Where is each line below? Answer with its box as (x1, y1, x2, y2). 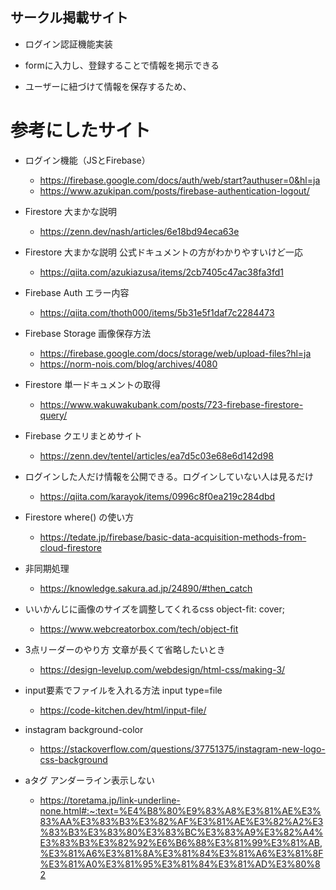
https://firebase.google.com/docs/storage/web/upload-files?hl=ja (39, 347, 312, 359)
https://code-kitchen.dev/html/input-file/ (39, 704, 207, 716)
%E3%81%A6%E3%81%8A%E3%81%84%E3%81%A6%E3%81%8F (39, 847, 324, 859)
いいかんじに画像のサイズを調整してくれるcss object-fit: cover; (24, 603, 286, 615)
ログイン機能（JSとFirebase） (24, 154, 151, 166)
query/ (39, 409, 68, 421)
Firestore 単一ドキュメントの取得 (24, 378, 162, 390)
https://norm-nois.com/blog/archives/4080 (39, 358, 218, 370)
